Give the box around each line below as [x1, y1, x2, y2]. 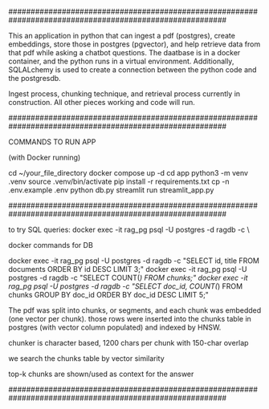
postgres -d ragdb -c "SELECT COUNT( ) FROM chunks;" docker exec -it [8, 273, 248, 282]
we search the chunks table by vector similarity [8, 354, 165, 363]
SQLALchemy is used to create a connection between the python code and [8, 65, 257, 75]
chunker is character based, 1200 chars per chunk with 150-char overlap [8, 338, 249, 347]
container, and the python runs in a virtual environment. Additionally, [8, 56, 234, 66]
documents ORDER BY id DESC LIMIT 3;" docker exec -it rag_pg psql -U [8, 265, 247, 273]
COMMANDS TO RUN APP [8, 137, 96, 147]
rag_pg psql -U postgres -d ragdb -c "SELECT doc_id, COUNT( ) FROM [8, 281, 243, 291]
